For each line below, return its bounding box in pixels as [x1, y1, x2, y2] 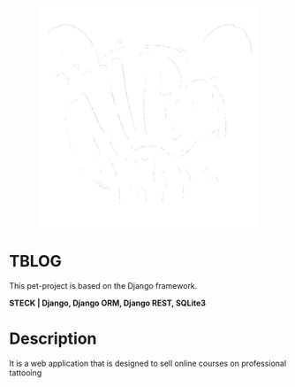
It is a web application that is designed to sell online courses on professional [9, 358, 287, 368]
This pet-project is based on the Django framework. [9, 280, 198, 290]
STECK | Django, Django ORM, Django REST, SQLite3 [9, 298, 206, 308]
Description [9, 329, 97, 349]
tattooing [9, 367, 42, 378]
